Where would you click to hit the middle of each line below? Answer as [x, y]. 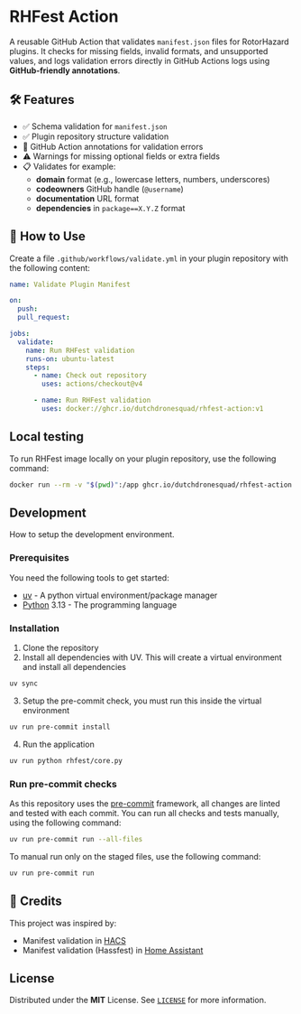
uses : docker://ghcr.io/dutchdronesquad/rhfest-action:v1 [153, 409]
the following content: [50, 267]
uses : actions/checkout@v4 [92, 384]
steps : [38, 367]
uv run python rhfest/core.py [66, 760]
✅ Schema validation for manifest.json [95, 126]
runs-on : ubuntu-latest [70, 358]
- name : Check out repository [90, 376]
